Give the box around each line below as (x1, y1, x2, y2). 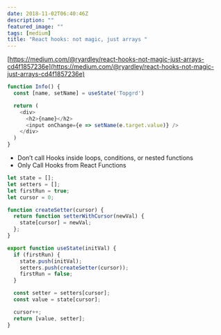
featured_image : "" (7, 23, 64, 30)
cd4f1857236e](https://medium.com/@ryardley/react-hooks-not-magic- (7, 63, 214, 71)
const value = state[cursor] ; (13, 296, 101, 303)
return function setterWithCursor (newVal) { (13, 213, 145, 220)
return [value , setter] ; (13, 315, 85, 322)
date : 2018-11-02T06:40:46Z (7, 10, 89, 17)
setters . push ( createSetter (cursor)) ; (19, 264, 129, 271)
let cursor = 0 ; (7, 194, 54, 201)
